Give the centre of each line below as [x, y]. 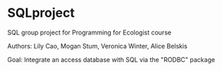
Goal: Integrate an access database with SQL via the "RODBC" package [111, 59]
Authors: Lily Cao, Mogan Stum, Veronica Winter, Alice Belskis [98, 46]
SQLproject [41, 13]
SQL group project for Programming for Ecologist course [89, 32]
